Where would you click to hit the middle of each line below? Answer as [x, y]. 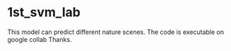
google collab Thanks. [40, 39]
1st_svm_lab [44, 12]
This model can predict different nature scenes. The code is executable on [116, 32]
